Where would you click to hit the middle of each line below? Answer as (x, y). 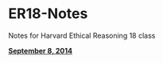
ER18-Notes (48, 14)
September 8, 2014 (41, 50)
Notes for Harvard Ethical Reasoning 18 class (82, 35)
